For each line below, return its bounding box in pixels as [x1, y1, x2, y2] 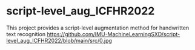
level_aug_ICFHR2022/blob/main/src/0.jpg [6, 37, 112, 44]
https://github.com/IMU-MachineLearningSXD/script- [47, 30, 180, 37]
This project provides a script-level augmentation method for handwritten [6, 24, 190, 31]
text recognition [6, 30, 46, 37]
